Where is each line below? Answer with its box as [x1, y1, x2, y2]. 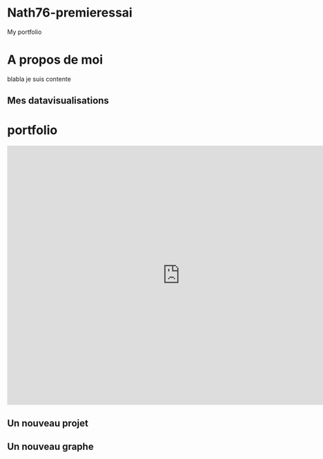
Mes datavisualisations [7, 95, 109, 106]
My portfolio [7, 28, 42, 36]
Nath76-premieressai [7, 5, 133, 21]
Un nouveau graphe [7, 440, 95, 452]
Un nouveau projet [7, 417, 88, 429]
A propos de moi [7, 52, 104, 68]
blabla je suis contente [7, 75, 71, 83]
